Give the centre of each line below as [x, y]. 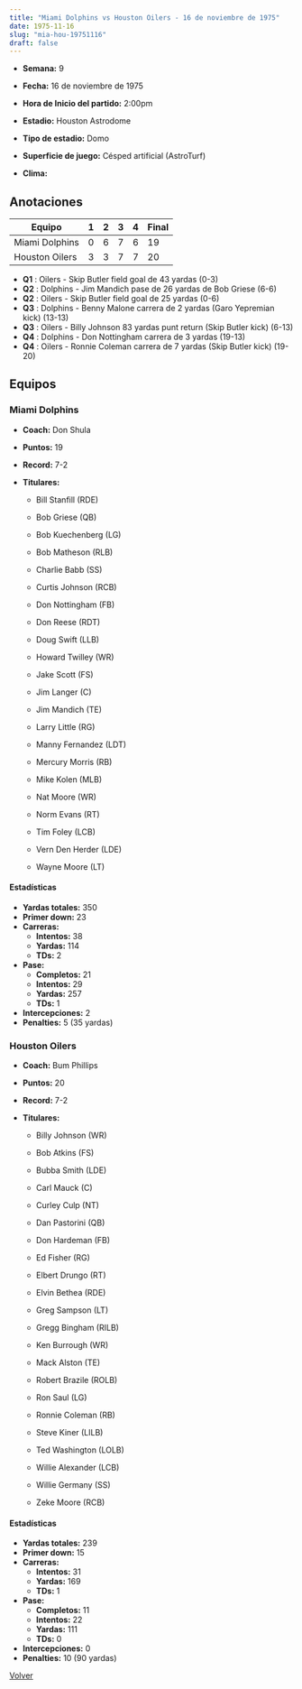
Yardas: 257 [59, 993]
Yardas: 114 [57, 946]
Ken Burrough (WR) [72, 1345]
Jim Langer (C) [64, 692]
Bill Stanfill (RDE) [67, 499]
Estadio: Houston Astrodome [77, 121]
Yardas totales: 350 [59, 907]
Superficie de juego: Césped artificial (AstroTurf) [114, 156]
